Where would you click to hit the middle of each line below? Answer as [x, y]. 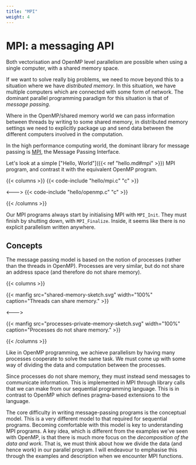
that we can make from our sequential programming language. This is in [93, 389]
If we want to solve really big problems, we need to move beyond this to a [95, 80]
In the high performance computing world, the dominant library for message [98, 146]
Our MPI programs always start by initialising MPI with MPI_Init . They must [97, 215]
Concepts [24, 245]
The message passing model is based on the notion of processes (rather [94, 260]
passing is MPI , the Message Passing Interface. [63, 152]
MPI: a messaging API [60, 46]
